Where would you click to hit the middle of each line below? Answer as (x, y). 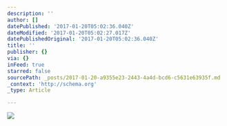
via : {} (18, 59)
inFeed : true (26, 65)
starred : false (29, 71)
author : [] (23, 20)
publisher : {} (28, 52)
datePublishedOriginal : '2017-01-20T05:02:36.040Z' (83, 39)
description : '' (30, 13)
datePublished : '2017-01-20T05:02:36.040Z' (71, 26)
